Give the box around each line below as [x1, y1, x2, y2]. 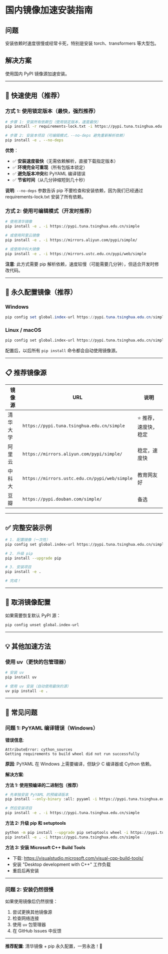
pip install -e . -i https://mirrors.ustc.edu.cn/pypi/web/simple [5, 251, 146, 256]
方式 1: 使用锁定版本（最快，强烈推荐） [5, 108, 99, 115]
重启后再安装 [12, 867, 39, 873]
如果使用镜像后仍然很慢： [5, 898, 58, 904]
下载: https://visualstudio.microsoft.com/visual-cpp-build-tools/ [12, 855, 143, 861]
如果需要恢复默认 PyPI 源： [5, 612, 61, 618]
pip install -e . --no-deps [5, 138, 64, 143]
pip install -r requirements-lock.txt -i [5, 124, 93, 129]
